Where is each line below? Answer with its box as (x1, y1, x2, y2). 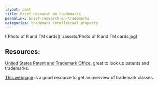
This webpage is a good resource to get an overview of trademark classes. (5, 75, 154, 81)
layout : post (5, 7, 31, 12)
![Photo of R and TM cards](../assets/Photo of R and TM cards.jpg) (5, 34, 138, 39)
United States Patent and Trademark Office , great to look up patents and (5, 61, 149, 66)
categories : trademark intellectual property (5, 20, 98, 25)
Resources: (5, 48, 40, 56)
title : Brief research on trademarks (5, 12, 81, 16)
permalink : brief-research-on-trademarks (5, 16, 90, 21)
